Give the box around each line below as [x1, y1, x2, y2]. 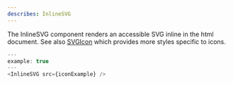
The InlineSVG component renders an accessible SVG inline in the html [7, 30, 214, 38]
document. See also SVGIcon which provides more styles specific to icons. [7, 37, 227, 46]
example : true [7, 57, 50, 64]
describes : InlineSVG [7, 10, 72, 18]
